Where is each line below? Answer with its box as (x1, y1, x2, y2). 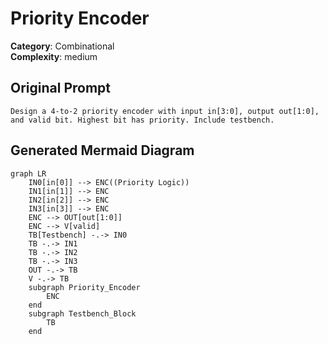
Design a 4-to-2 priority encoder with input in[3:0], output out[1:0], (10, 106, 320, 116)
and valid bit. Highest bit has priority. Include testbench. (10, 115, 275, 125)
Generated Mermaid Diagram (10, 142, 195, 159)
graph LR (10, 168, 47, 179)
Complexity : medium (10, 50, 98, 62)
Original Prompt (10, 80, 112, 97)
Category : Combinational (10, 40, 115, 52)
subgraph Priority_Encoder (28, 282, 141, 292)
